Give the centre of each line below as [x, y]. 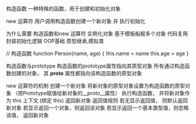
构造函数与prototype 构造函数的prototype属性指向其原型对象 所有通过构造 [95, 66]
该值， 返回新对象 [27, 115]
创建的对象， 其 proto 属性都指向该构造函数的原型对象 [77, 73]
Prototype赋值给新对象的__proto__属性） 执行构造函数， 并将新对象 [104, 93]
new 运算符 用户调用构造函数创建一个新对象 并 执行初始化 [76, 21]
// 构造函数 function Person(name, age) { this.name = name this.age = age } [97, 53]
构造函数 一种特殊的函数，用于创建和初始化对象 [63, 9]
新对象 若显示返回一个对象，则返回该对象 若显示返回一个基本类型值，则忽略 [97, 108]
